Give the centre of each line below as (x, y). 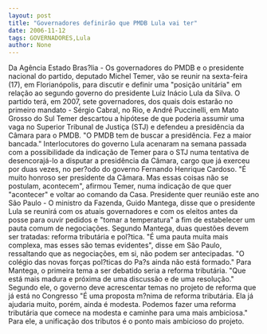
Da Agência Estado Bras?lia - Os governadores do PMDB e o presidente (126, 68)
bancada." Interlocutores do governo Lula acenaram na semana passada (128, 144)
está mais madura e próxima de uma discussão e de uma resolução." (121, 279)
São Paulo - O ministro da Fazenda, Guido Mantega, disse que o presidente (132, 203)
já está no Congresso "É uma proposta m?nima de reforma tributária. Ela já (131, 296)
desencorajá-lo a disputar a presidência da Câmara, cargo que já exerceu (129, 161)
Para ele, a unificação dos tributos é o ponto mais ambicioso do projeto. (126, 321)
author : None (30, 45)
